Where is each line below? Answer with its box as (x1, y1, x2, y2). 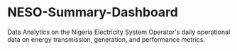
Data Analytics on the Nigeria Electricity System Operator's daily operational (7, 28, 231, 36)
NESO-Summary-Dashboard (7, 4, 179, 21)
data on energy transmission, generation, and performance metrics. (7, 35, 206, 43)
